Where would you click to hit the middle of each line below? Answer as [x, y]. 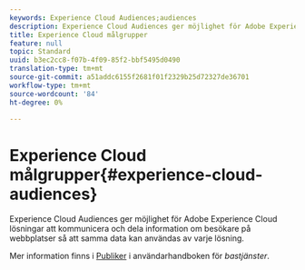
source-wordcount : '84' [54, 94]
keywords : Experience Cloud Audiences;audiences [103, 18]
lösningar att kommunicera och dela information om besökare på [130, 229]
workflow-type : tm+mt [50, 85]
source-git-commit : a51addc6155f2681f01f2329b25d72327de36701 [129, 77]
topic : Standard [40, 52]
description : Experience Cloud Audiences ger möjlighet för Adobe [138, 26]
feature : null [36, 43]
